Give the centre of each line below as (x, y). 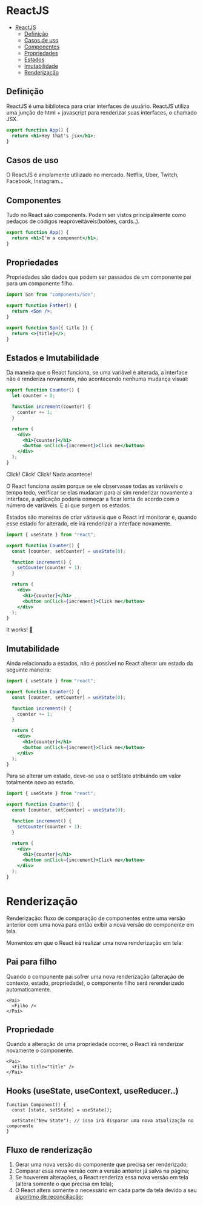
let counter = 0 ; (34, 396)
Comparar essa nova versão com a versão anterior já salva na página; (102, 1171)
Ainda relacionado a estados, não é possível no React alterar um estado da (100, 664)
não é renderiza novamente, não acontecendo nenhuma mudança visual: (98, 379)
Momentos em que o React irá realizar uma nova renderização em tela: (95, 942)
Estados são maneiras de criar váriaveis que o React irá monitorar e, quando (101, 517)
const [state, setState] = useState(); (62, 1110)
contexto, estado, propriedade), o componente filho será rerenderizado (95, 983)
